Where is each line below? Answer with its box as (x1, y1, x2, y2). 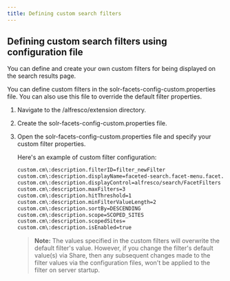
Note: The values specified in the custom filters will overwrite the (34, 237, 220, 245)
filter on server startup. (34, 266, 101, 274)
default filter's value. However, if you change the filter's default (34, 244, 213, 252)
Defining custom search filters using (7, 36, 167, 48)
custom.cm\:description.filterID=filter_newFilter (17, 167, 166, 174)
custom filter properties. (17, 140, 86, 148)
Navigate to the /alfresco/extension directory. (17, 106, 147, 114)
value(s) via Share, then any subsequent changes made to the (34, 251, 211, 260)
